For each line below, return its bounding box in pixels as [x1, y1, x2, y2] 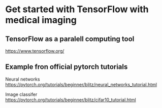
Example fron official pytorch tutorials [5, 62, 128, 71]
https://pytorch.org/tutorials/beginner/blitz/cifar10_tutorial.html [5, 96, 136, 102]
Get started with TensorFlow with [5, 4, 149, 15]
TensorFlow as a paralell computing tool [5, 34, 135, 43]
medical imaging [5, 14, 77, 26]
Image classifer [5, 91, 38, 97]
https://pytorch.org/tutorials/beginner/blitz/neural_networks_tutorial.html [5, 81, 157, 87]
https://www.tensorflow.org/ [5, 48, 64, 54]
